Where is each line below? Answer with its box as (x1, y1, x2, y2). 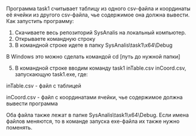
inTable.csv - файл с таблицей (6, 82, 81, 89)
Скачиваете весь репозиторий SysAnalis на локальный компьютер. (14, 29, 186, 36)
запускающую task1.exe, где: (14, 71, 88, 77)
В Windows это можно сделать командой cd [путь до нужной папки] (6, 53, 181, 60)
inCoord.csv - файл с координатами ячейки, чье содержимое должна (6, 94, 183, 101)
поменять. (6, 124, 33, 131)
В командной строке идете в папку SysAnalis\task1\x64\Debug (14, 41, 173, 48)
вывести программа (6, 100, 58, 107)
